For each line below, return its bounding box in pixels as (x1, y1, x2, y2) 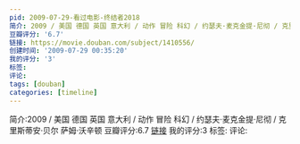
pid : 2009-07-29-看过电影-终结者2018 (9, 13, 140, 22)
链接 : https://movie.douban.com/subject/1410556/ (9, 38, 195, 47)
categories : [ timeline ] (9, 88, 98, 97)
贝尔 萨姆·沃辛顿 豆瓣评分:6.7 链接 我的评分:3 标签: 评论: (43, 124, 248, 135)
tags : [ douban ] (9, 80, 66, 89)
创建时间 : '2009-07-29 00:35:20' (9, 47, 129, 55)
